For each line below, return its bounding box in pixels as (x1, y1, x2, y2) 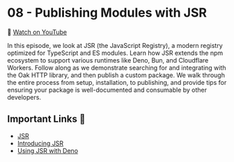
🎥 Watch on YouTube (7, 28, 68, 36)
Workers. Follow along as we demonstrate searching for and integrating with (7, 63, 226, 72)
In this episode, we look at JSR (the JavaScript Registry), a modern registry (7, 41, 223, 49)
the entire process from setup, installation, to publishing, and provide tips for (7, 78, 227, 86)
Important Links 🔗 (7, 113, 86, 125)
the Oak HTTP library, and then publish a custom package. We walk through (7, 71, 225, 79)
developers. (7, 92, 42, 102)
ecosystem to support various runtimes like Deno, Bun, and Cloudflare (7, 56, 209, 64)
